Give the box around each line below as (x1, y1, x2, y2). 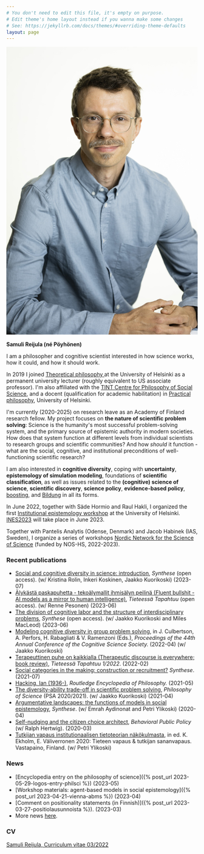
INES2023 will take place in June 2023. (6, 516, 105, 523)
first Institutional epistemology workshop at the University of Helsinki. (6, 509, 180, 516)
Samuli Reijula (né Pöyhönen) (6, 341, 82, 348)
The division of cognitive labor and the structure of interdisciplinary (15, 608, 184, 616)
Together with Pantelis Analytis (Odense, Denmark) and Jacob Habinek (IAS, (6, 527, 198, 535)
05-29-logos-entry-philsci (15, 779, 81, 787)
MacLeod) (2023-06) (15, 621, 69, 629)
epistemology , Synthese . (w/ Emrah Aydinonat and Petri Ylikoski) (15, 706, 177, 713)
